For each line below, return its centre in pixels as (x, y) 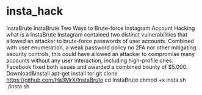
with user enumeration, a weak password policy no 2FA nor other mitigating (101, 47)
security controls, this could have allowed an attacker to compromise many (101, 54)
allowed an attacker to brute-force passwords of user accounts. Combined (100, 41)
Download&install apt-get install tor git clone (62, 73)
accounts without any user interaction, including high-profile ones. (90, 60)
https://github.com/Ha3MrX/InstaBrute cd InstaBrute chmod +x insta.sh (96, 80)
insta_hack (35, 11)
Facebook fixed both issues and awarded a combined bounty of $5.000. (97, 67)
